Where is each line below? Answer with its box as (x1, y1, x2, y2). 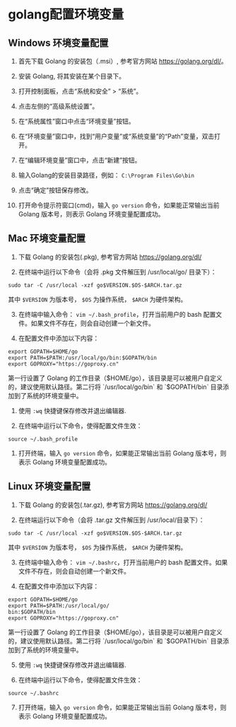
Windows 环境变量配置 (8, 37, 109, 49)
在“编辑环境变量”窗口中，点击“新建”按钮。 (18, 156, 141, 164)
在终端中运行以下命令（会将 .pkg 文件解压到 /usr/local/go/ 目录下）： (18, 267, 217, 276)
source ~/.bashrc (8, 690, 59, 697)
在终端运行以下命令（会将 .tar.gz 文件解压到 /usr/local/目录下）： (18, 516, 205, 524)
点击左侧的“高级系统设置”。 (18, 102, 99, 110)
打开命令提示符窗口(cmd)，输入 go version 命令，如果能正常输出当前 (18, 201, 220, 209)
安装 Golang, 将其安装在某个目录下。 (18, 72, 126, 80)
